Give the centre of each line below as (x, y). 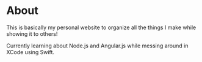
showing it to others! (32, 33)
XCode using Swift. (31, 52)
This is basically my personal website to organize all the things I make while (101, 27)
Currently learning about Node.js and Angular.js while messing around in (97, 46)
